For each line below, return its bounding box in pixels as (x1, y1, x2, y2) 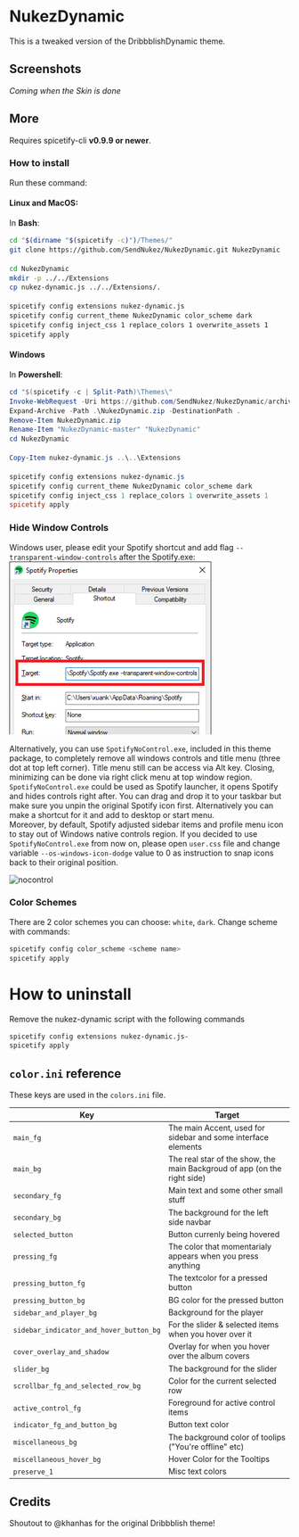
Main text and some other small (167, 1185, 283, 1196)
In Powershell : (9, 368, 63, 380)
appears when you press (167, 1251, 259, 1261)
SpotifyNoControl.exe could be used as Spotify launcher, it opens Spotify (9, 781, 279, 791)
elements (167, 1141, 203, 1152)
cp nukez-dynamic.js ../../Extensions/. (9, 283, 162, 292)
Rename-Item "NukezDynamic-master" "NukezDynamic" (9, 426, 201, 434)
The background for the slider (167, 1363, 278, 1374)
